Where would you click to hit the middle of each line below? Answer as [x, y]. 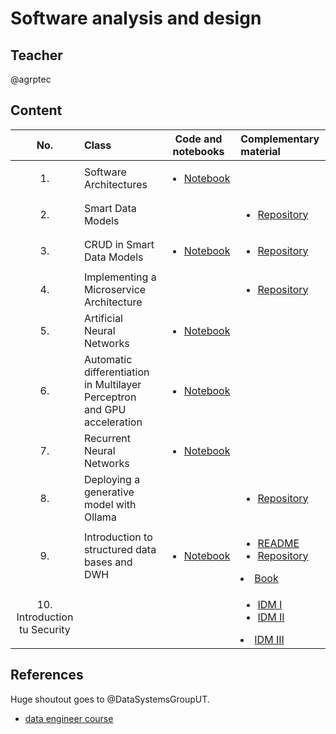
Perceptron [110, 397]
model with [110, 504]
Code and [198, 139]
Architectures [115, 184]
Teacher [36, 55]
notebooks [198, 151]
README [278, 543]
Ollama [100, 517]
